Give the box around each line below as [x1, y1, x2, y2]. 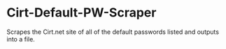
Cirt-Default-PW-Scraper [6, 5, 157, 21]
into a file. [6, 35, 36, 43]
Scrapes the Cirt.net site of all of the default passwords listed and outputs [6, 28, 220, 36]
